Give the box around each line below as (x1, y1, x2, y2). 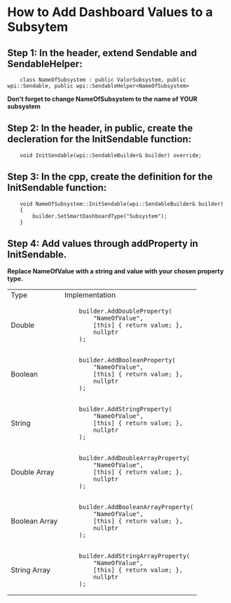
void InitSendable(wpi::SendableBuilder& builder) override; (20, 152, 202, 159)
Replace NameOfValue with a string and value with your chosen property (7, 267, 224, 276)
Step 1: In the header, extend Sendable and (7, 47, 197, 59)
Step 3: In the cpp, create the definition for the (7, 171, 213, 183)
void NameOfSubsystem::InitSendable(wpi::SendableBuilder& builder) (20, 200, 224, 207)
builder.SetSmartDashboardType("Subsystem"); (32, 213, 168, 220)
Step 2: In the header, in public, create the (7, 122, 193, 134)
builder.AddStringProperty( (78, 405, 173, 413)
